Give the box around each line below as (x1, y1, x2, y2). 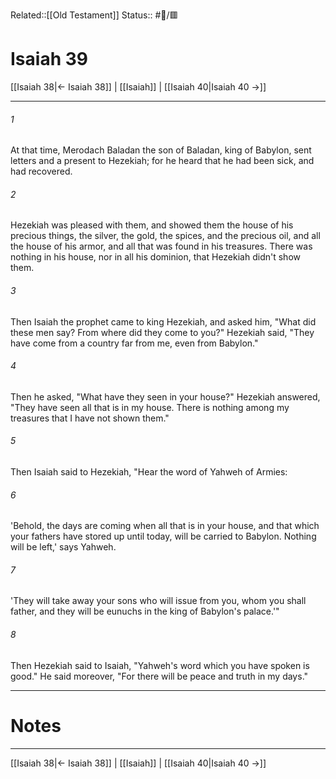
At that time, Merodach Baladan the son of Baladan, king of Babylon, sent (10, 144, 312, 156)
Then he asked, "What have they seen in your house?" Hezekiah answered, (10, 390, 321, 403)
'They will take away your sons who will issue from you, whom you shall (10, 595, 307, 607)
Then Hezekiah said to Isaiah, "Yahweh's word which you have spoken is (10, 659, 310, 671)
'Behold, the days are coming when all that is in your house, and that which (10, 520, 320, 532)
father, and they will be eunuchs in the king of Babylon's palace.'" (10, 605, 280, 618)
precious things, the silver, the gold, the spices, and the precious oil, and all (10, 230, 321, 242)
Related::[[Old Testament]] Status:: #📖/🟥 (10, 9, 179, 21)
